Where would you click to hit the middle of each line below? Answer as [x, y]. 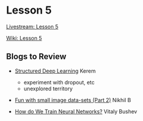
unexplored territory [48, 89]
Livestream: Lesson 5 [32, 27]
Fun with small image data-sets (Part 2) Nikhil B [73, 100]
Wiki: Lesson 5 [24, 38]
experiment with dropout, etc [59, 82]
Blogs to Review [36, 57]
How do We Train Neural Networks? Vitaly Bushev [76, 111]
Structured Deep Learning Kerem [55, 71]
